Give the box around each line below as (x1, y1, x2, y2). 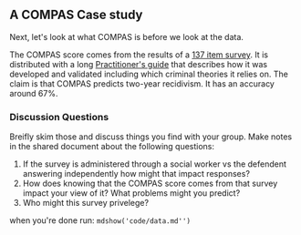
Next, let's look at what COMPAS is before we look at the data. (9, 31, 244, 42)
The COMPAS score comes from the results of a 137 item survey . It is (9, 49, 269, 60)
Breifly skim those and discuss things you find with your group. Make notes (9, 131, 293, 142)
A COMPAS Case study (9, 7, 143, 23)
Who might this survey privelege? (22, 198, 149, 209)
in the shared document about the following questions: (9, 141, 215, 152)
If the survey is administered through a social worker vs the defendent (22, 158, 287, 169)
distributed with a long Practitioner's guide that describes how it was (9, 58, 267, 69)
